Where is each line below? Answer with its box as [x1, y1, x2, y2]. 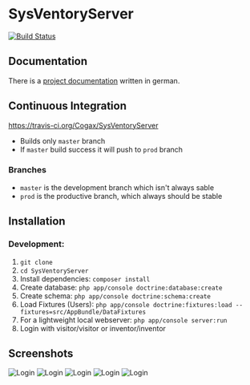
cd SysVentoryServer [19, 266, 89, 275]
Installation [8, 214, 66, 229]
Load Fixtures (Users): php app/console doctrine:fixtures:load [19, 299, 232, 309]
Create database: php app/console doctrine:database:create [19, 282, 223, 292]
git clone [19, 258, 54, 266]
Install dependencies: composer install [19, 274, 151, 283]
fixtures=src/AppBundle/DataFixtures [19, 308, 147, 316]
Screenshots [8, 346, 74, 360]
